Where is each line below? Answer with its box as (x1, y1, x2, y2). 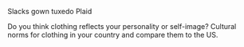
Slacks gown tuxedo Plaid (7, 7, 92, 16)
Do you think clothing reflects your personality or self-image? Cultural (7, 22, 237, 31)
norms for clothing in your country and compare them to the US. (7, 31, 218, 39)
